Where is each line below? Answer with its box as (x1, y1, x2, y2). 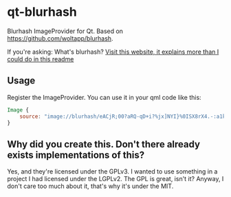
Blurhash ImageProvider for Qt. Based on (7, 27, 124, 35)
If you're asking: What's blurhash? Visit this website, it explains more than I (7, 48, 219, 56)
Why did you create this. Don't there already (7, 138, 201, 150)
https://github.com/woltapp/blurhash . (7, 34, 113, 42)
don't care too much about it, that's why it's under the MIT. (7, 182, 174, 190)
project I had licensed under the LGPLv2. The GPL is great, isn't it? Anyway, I (7, 175, 224, 183)
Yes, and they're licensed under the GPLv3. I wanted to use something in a (7, 167, 218, 176)
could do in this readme (7, 54, 74, 63)
